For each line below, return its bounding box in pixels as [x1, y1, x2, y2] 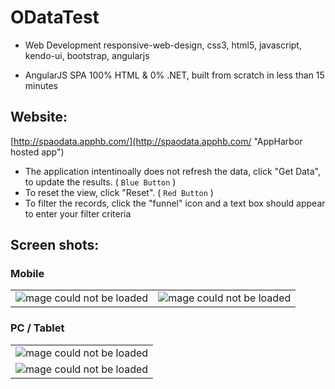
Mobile [10, 267, 45, 281]
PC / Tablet [10, 321, 65, 335]
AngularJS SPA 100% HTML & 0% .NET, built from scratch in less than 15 [24, 69, 325, 81]
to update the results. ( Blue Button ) [24, 176, 177, 188]
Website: [10, 109, 68, 126]
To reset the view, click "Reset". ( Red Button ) [24, 186, 214, 198]
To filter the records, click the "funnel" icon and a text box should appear [24, 197, 326, 209]
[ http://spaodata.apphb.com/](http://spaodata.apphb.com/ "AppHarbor [10, 135, 303, 147]
